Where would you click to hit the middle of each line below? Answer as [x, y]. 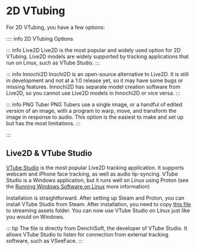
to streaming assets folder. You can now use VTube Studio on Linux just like [98, 210]
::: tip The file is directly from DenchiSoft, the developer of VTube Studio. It [97, 228]
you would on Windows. [35, 216]
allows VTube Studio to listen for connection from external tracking [87, 234]
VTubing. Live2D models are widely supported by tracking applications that [97, 56]
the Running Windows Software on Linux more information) [78, 186]
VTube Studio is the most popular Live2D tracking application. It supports [95, 167]
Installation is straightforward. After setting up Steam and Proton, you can [95, 198]
